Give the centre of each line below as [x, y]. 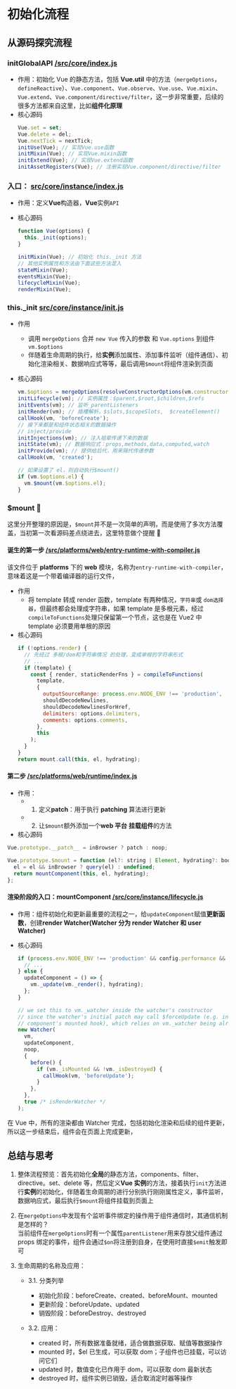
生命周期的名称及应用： [51, 1265]
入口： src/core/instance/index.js [66, 186]
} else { [30, 971]
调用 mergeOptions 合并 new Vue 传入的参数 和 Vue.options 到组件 [121, 339]
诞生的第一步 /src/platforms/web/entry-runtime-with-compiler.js [104, 550]
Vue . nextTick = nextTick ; [55, 141]
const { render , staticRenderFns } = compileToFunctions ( [117, 674]
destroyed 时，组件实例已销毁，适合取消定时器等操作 [116, 1378]
